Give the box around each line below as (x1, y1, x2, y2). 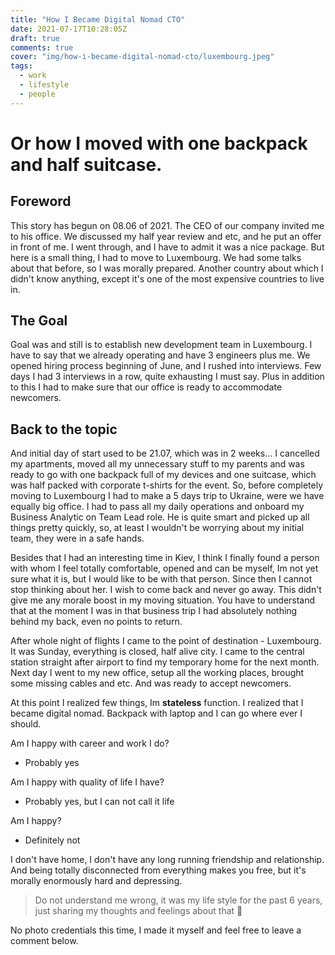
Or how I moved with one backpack (10, 132, 308, 155)
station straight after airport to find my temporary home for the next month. (10, 656, 320, 668)
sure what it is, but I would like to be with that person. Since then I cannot (10, 573, 313, 585)
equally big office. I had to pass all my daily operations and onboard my (10, 501, 305, 513)
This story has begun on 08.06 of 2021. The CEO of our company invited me (10, 219, 325, 231)
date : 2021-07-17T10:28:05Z (10, 24, 128, 34)
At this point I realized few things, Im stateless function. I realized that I (10, 697, 304, 709)
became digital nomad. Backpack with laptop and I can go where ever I (10, 707, 303, 720)
